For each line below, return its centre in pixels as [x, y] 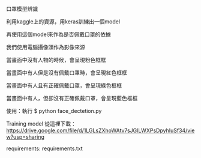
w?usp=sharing [25, 137]
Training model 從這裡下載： [41, 124]
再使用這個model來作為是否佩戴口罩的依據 [58, 34]
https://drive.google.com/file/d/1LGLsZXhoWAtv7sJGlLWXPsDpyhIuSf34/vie [100, 130]
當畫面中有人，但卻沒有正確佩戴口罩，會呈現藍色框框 [72, 98]
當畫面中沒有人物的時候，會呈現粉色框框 [56, 60]
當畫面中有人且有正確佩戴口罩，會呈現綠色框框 [64, 85]
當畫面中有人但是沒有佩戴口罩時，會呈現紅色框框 [67, 73]
